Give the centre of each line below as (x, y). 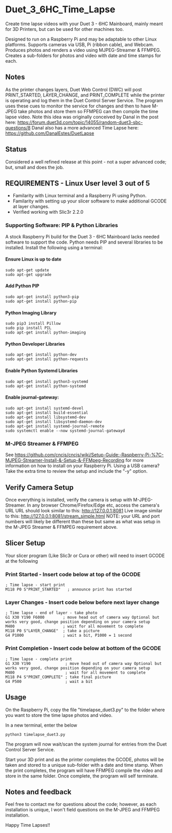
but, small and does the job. (35, 167)
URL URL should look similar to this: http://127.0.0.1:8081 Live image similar (84, 511)
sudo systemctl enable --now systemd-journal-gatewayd (65, 431)
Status (16, 149)
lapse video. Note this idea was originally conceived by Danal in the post (82, 117)
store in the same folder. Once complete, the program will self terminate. (82, 776)
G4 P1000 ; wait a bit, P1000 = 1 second (69, 636)
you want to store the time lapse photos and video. (59, 715)
